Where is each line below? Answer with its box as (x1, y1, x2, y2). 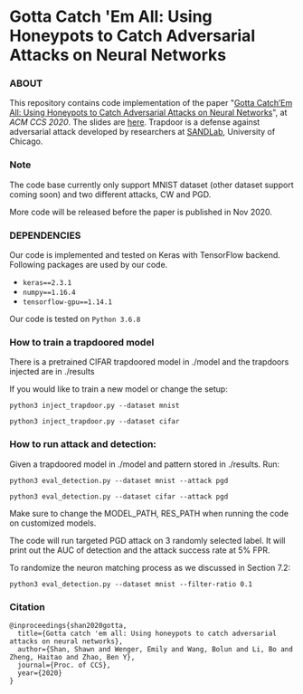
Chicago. (9, 136, 43, 147)
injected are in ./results (9, 366, 95, 377)
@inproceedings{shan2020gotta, (9, 621, 128, 630)
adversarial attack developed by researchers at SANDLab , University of (9, 127, 276, 138)
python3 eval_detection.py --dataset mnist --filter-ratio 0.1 (9, 579, 253, 589)
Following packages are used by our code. (9, 260, 168, 271)
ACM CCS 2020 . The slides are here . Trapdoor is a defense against (9, 117, 260, 128)
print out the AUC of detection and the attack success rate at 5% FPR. (9, 545, 270, 556)
